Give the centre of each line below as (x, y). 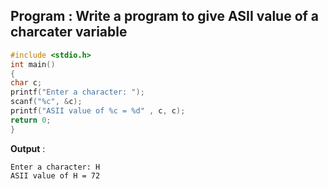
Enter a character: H (55, 167)
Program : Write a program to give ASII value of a (165, 16)
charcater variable (69, 32)
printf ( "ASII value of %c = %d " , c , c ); (98, 111)
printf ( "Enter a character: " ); (77, 92)
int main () (33, 64)
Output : (28, 148)
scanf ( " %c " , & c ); (46, 102)
